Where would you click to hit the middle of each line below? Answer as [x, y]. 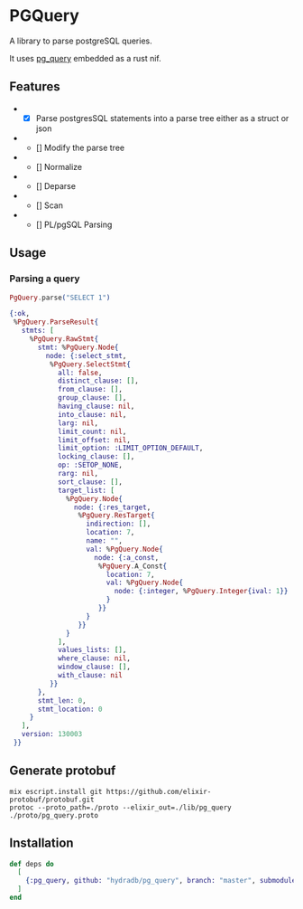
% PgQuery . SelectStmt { [90, 364]
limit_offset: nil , [94, 440]
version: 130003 [52, 734]
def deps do [32, 864]
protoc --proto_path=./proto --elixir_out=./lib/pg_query [120, 807]
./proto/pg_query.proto [54, 815]
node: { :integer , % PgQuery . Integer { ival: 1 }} [201, 592]
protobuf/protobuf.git [52, 800]
